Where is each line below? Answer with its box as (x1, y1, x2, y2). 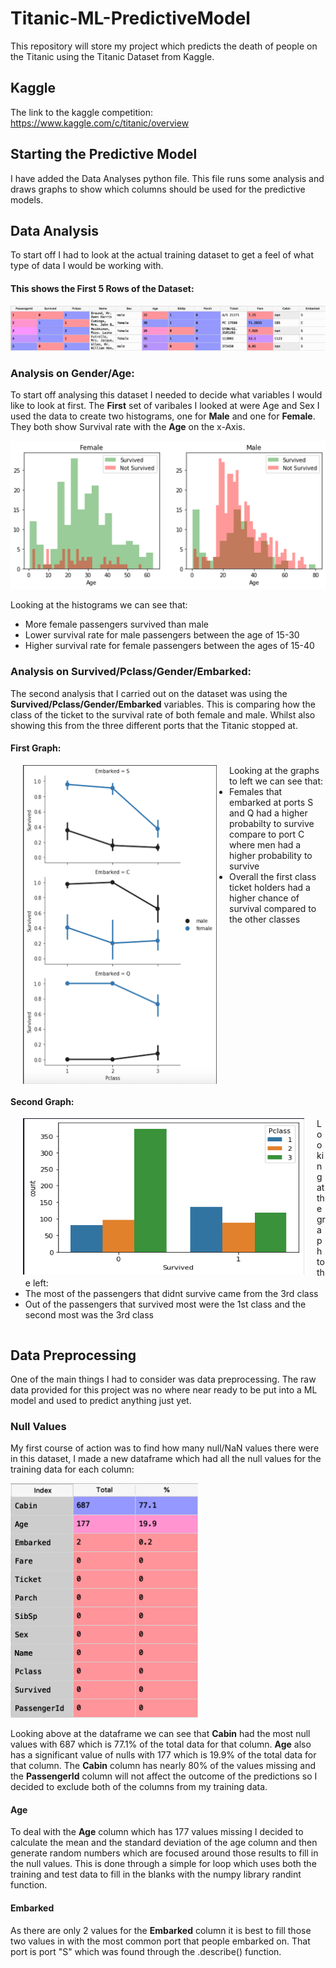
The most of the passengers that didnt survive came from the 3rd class (24, 1288, 319, 1300)
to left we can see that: (229, 775, 324, 787)
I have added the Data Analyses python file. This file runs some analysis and (10, 172, 325, 184)
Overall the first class (229, 870, 317, 882)
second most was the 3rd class (24, 1309, 154, 1321)
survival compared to (229, 902, 317, 914)
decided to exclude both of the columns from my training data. (10, 1781, 268, 1793)
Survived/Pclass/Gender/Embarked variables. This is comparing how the (10, 698, 316, 710)
